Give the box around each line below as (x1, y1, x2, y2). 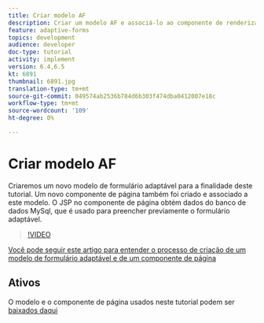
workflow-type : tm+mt (8, 99, 79, 107)
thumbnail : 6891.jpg (8, 77, 76, 85)
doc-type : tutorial (8, 48, 72, 56)
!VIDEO (27, 229, 51, 239)
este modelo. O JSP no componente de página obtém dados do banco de (8, 198, 246, 207)
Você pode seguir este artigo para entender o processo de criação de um (8, 245, 246, 254)
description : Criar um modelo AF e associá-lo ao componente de (8, 19, 223, 27)
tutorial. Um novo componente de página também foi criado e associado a (8, 189, 248, 199)
